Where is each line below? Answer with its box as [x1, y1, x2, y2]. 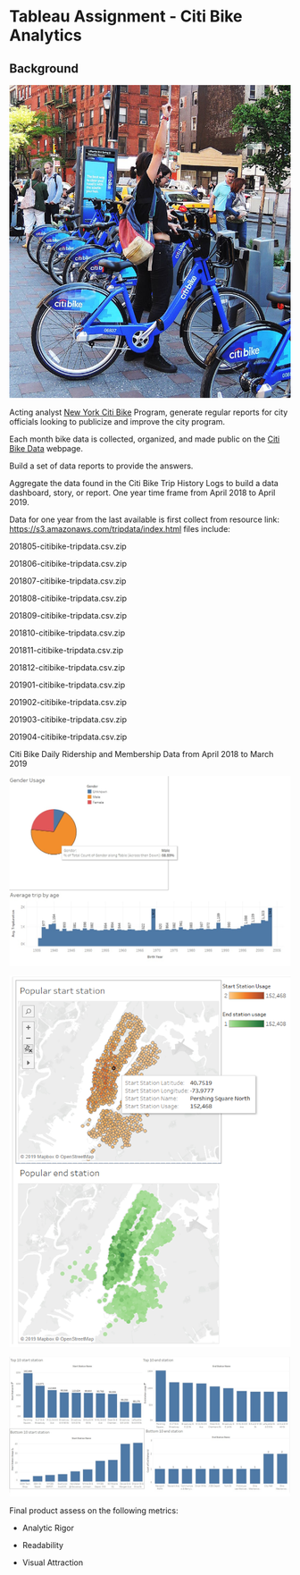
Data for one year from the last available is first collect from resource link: [9, 514, 279, 525]
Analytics [9, 25, 82, 46]
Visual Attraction [21, 1557, 84, 1568]
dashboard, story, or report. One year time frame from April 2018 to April [9, 487, 276, 498]
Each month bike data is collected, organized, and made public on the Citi [9, 434, 280, 444]
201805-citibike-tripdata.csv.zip [9, 541, 127, 552]
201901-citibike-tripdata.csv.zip [9, 679, 126, 690]
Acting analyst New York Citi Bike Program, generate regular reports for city [9, 407, 288, 417]
